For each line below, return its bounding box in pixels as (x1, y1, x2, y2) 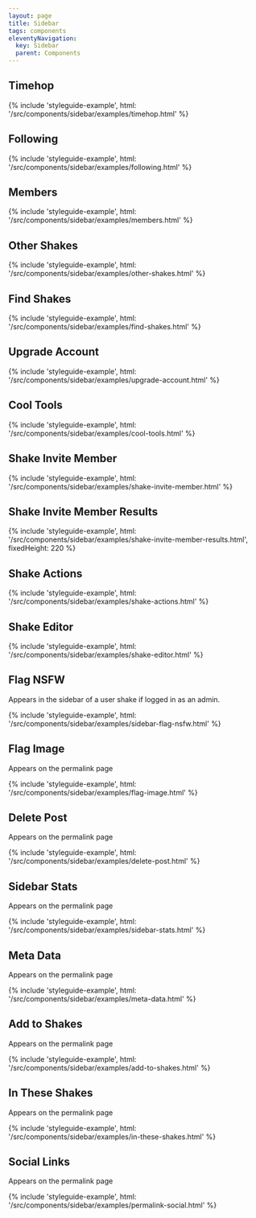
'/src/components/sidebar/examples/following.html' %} (8, 162, 192, 171)
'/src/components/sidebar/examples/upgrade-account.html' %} (8, 375, 220, 385)
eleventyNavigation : (8, 34, 78, 43)
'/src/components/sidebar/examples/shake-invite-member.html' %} (8, 481, 233, 491)
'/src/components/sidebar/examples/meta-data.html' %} (8, 994, 196, 1003)
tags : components (8, 27, 67, 35)
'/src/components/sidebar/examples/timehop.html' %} (8, 109, 189, 118)
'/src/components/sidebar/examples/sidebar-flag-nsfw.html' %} (8, 718, 221, 729)
